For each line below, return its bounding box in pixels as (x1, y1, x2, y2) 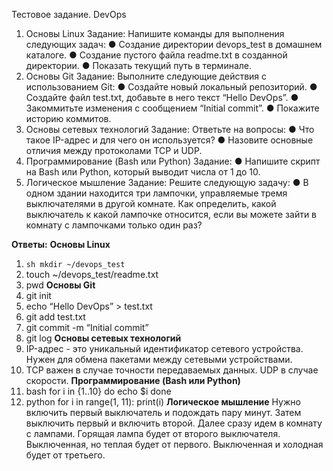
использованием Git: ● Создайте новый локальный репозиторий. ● (25, 81, 318, 93)
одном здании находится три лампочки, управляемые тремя (25, 187, 288, 199)
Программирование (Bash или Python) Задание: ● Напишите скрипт (25, 155, 321, 167)
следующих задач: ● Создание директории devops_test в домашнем (25, 39, 323, 50)
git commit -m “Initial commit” (25, 322, 149, 333)
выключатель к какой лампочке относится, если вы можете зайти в (25, 209, 318, 220)
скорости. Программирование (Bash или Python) (25, 375, 241, 386)
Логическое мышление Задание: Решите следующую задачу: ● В (25, 177, 309, 188)
